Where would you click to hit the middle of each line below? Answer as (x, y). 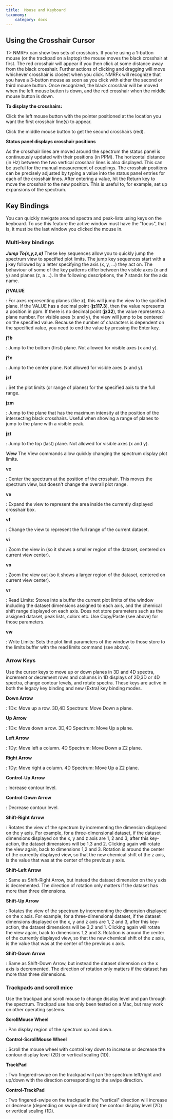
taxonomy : (16, 15)
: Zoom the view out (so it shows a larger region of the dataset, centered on (86, 575)
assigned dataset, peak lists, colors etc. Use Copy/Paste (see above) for (82, 617)
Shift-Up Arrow (22, 900)
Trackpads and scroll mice (40, 987)
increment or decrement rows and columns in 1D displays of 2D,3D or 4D (83, 677)
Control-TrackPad (25, 1090)
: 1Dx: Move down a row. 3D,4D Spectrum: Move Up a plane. (70, 728)
